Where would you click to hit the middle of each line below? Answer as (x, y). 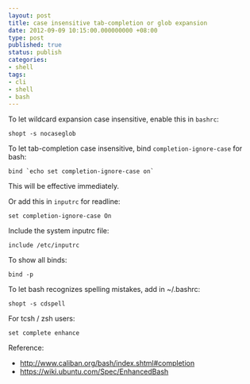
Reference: (26, 348)
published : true (35, 45)
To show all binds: (38, 260)
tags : (17, 75)
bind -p (21, 275)
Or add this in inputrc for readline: (64, 202)
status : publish (35, 52)
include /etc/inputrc (44, 246)
